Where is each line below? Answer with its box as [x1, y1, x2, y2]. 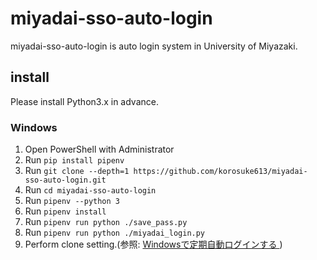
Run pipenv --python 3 [24, 195, 120, 207]
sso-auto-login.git [24, 175, 107, 186]
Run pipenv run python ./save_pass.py [24, 216, 188, 228]
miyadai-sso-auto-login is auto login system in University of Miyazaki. [10, 40, 298, 52]
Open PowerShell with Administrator [24, 143, 175, 156]
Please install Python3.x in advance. [10, 95, 159, 107]
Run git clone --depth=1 [24, 165, 130, 177]
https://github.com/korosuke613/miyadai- [133, 167, 308, 177]
